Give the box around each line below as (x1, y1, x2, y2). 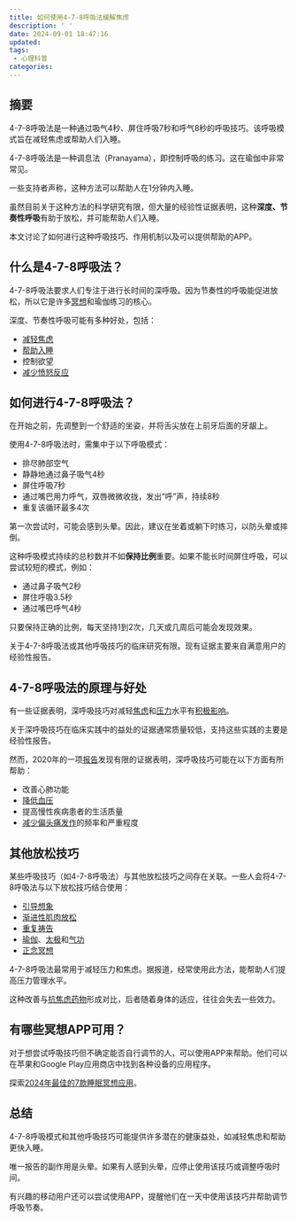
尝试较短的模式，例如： (9, 562, 95, 572)
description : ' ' (9, 21, 73, 30)
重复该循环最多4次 (21, 502, 90, 513)
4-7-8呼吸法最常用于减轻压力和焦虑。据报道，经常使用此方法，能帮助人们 (9, 963, 278, 975)
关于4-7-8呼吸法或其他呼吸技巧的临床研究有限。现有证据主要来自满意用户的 (9, 641, 286, 651)
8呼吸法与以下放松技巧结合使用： (9, 882, 131, 892)
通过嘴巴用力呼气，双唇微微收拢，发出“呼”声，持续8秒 (21, 491, 220, 502)
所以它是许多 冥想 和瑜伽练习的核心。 (24, 296, 156, 307)
